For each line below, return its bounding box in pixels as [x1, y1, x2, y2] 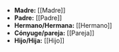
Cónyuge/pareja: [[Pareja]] [13, 28, 94, 37]
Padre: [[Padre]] [13, 14, 62, 22]
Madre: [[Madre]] [13, 6, 66, 14]
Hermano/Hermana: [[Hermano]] [13, 21, 113, 29]
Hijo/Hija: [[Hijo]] [13, 36, 65, 45]
